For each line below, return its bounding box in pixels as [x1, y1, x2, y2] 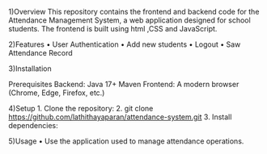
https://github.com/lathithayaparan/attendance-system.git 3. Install [8, 112, 232, 122]
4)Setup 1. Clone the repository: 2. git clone [8, 104, 154, 113]
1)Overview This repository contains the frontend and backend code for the [8, 7, 260, 16]
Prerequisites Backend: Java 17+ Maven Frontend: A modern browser [8, 80, 239, 89]
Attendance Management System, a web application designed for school [8, 15, 251, 25]
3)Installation [8, 64, 52, 73]
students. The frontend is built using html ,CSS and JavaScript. [8, 24, 218, 33]
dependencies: [8, 121, 58, 130]
